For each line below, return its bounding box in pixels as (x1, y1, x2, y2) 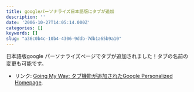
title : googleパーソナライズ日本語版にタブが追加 (6, 8, 114, 15)
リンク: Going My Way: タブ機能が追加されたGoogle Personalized (14, 73, 173, 79)
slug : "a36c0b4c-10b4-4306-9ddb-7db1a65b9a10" (6, 36, 122, 42)
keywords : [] (6, 30, 38, 36)
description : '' (6, 14, 46, 20)
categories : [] (6, 25, 43, 31)
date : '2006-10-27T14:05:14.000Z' (6, 19, 91, 25)
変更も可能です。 (6, 60, 47, 67)
